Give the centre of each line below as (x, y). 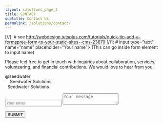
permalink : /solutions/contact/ (38, 23)
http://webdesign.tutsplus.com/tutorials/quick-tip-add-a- (83, 37)
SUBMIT (15, 115)
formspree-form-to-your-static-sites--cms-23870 (55, 42)
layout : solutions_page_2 (31, 9)
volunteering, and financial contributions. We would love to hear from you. (80, 67)
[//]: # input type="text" (130, 42)
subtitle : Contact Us (27, 18)
